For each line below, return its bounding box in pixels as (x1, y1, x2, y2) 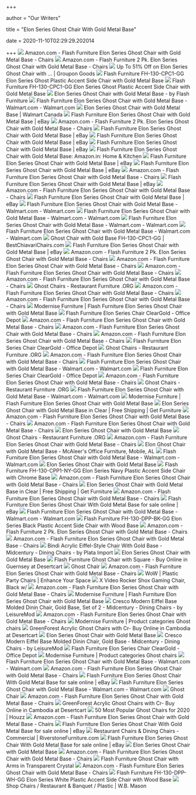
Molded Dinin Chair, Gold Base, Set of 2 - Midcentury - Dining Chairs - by (6, 604, 183, 611)
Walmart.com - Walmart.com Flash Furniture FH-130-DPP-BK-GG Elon (6, 515, 183, 522)
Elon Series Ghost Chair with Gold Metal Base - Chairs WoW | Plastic (6, 570, 178, 577)
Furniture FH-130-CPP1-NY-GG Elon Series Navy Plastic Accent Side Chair (6, 467, 186, 474)
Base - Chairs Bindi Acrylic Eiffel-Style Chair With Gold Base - (6, 542, 163, 549)
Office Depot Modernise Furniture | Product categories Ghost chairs (6, 652, 177, 659)
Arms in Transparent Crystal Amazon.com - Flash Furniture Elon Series (6, 762, 184, 769)
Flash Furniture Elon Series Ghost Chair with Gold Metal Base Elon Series (6, 400, 189, 407)
